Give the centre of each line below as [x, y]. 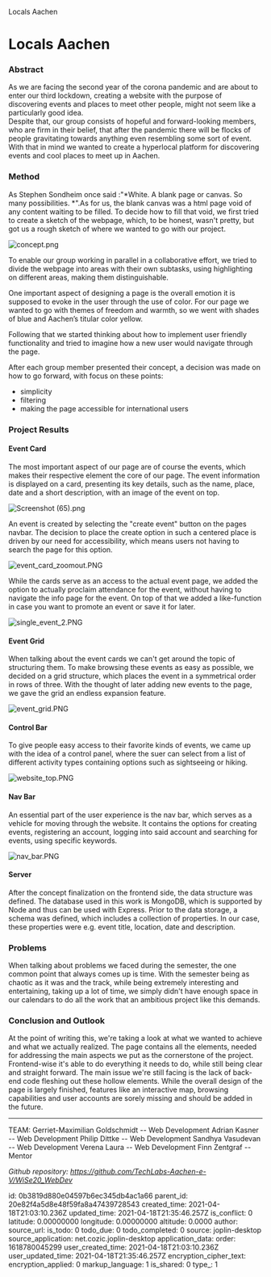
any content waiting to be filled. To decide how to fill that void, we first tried [134, 211]
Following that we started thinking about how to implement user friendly [128, 334]
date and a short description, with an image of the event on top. [114, 492]
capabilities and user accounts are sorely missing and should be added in [130, 1098]
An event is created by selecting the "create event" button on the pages [128, 524]
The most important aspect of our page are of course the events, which [127, 466]
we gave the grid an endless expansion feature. [88, 693]
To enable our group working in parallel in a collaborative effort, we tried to [133, 260]
